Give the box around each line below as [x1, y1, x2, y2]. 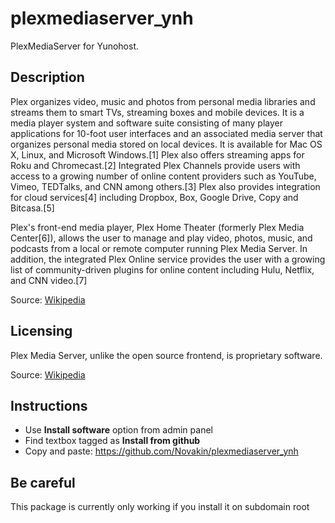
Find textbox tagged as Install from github [24, 435, 201, 447]
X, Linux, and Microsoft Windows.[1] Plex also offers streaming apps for [10, 148, 305, 161]
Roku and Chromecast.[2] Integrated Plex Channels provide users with [10, 159, 301, 171]
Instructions [10, 397, 88, 414]
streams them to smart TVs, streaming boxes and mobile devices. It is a [10, 106, 305, 118]
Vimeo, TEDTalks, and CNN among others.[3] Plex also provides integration [10, 180, 321, 192]
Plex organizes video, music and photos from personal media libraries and [10, 95, 316, 107]
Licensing [10, 323, 73, 340]
